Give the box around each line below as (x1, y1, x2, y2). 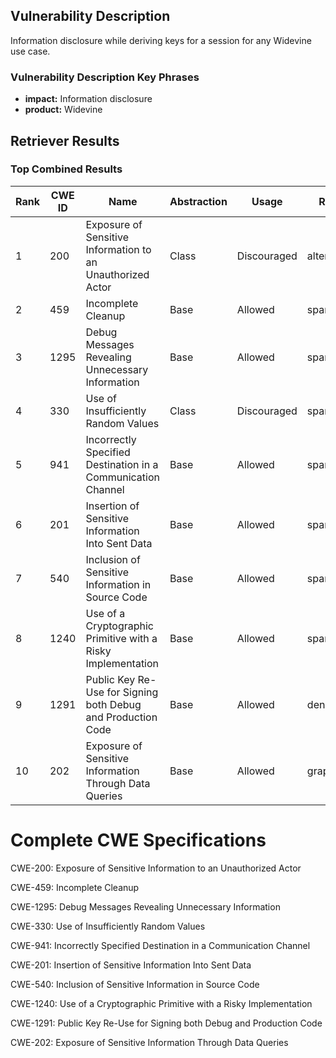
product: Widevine (24, 104, 103, 116)
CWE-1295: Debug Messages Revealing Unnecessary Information (10, 900, 281, 913)
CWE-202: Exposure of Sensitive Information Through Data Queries (10, 1036, 289, 1048)
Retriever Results (10, 132, 120, 149)
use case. (10, 45, 51, 57)
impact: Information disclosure (24, 93, 153, 105)
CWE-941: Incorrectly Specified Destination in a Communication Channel (10, 939, 311, 951)
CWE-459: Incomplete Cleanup (10, 881, 140, 893)
